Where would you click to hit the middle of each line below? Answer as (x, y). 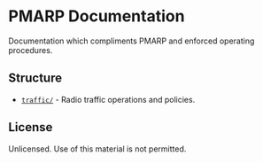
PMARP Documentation (97, 16)
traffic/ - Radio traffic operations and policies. (108, 99)
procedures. (31, 50)
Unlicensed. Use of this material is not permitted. (97, 149)
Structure (35, 78)
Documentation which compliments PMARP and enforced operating (131, 41)
